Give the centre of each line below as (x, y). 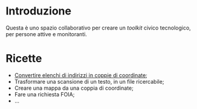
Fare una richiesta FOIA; (44, 94)
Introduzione (39, 11)
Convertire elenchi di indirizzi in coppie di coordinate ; (81, 75)
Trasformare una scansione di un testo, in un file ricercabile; (89, 81)
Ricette (24, 59)
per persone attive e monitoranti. (46, 34)
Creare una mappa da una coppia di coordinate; (74, 88)
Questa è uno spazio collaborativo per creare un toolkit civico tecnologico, (98, 28)
